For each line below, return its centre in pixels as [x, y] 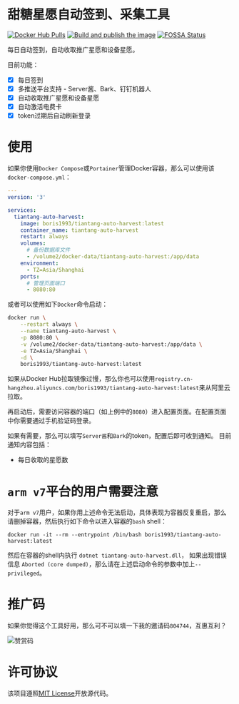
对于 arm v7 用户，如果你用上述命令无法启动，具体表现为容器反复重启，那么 [117, 512]
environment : [40, 263]
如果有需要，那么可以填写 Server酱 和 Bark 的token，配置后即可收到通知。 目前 [119, 436]
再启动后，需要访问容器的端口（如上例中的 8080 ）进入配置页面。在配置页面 [117, 412]
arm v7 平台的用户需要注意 [83, 491]
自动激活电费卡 [40, 107]
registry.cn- [174, 379]
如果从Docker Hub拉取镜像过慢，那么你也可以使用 [81, 379]
